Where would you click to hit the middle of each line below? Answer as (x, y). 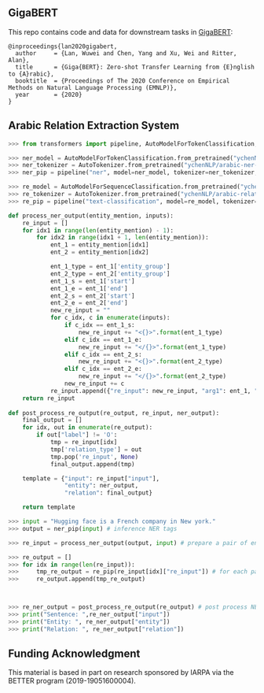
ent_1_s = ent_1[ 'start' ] (92, 281)
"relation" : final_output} (108, 493)
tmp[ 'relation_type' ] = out (96, 449)
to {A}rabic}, (31, 74)
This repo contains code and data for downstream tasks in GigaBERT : (121, 31)
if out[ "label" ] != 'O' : (77, 435)
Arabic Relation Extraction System (93, 126)
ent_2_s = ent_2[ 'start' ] (92, 296)
